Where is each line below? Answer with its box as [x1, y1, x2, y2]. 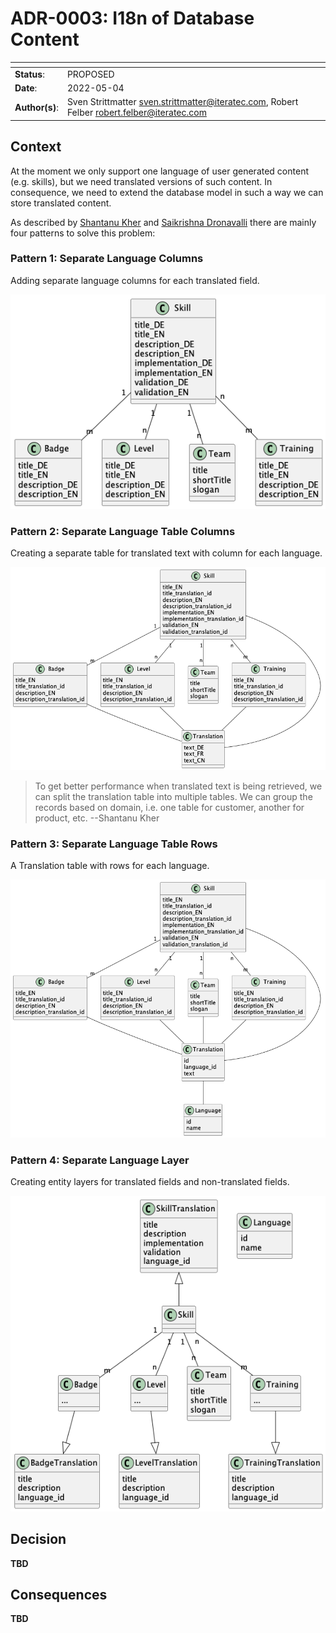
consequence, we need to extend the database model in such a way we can [10, 186, 324, 198]
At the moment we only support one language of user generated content [10, 165, 309, 177]
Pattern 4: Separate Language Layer [10, 1153, 190, 1167]
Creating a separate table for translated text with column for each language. [10, 547, 323, 559]
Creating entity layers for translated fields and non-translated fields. [10, 1175, 290, 1187]
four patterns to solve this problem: [10, 227, 156, 239]
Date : [14, 82, 38, 94]
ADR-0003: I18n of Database [10, 7, 255, 30]
